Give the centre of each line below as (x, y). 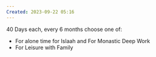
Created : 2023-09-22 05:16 (40, 12)
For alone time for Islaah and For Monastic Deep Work (83, 41)
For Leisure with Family (44, 47)
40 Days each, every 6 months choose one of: (64, 29)
